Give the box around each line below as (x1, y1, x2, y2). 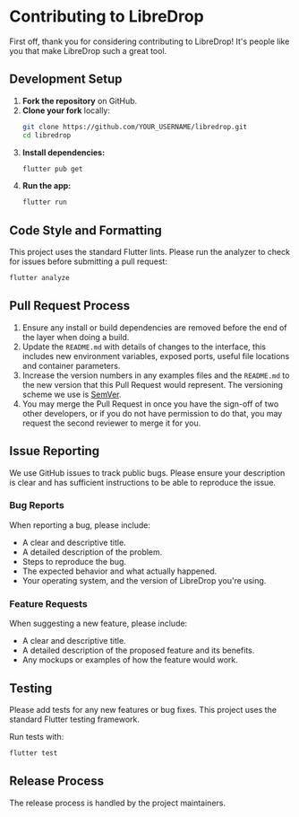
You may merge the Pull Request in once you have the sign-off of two (21, 398, 279, 409)
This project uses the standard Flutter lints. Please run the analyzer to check (9, 247, 291, 258)
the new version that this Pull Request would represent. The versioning (21, 379, 284, 390)
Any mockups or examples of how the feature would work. (21, 654, 239, 665)
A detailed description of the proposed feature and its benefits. (21, 645, 255, 656)
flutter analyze (9, 274, 70, 283)
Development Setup (9, 72, 123, 87)
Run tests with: (9, 731, 64, 742)
